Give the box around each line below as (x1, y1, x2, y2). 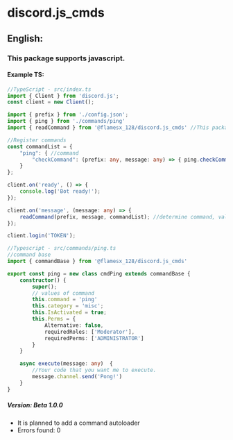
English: (7, 33, 44, 44)
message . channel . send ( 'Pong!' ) (32, 373, 123, 380)
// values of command (32, 289, 95, 296)
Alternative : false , (44, 321, 104, 329)
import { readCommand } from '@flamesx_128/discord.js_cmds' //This (7, 124, 209, 131)
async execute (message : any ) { (19, 360, 113, 367)
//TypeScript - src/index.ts (7, 85, 92, 93)
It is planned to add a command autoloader (17, 418, 140, 427)
